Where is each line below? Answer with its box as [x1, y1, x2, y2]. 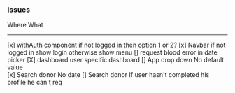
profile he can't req [7, 78, 63, 87]
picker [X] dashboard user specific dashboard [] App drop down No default [7, 56, 225, 64]
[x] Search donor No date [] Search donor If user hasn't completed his [7, 71, 210, 79]
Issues [7, 5, 31, 15]
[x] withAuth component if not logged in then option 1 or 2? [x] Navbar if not [7, 41, 226, 50]
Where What [7, 21, 43, 29]
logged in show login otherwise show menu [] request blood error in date [7, 48, 218, 57]
